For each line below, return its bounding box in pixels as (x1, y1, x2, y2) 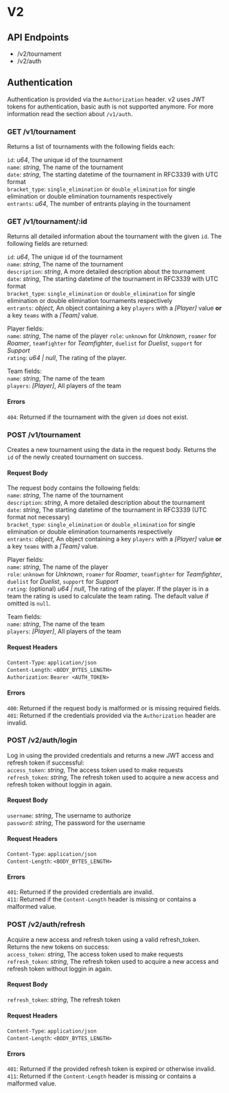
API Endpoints (7, 32, 69, 43)
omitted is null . (7, 599, 51, 608)
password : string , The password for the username (7, 819, 146, 827)
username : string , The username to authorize (7, 811, 132, 820)
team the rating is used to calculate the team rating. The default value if (7, 592, 209, 600)
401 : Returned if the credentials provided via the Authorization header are (7, 711, 216, 719)
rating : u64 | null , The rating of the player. (7, 354, 127, 362)
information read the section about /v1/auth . (7, 109, 133, 117)
